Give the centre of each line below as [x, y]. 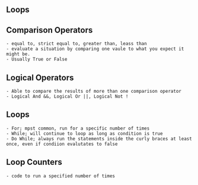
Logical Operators [40, 78]
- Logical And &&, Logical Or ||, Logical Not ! [67, 97]
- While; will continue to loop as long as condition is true [84, 133]
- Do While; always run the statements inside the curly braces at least [99, 139]
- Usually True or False [37, 59]
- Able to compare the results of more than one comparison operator [94, 92]
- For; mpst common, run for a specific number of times [78, 128]
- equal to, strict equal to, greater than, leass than [76, 44]
